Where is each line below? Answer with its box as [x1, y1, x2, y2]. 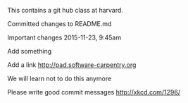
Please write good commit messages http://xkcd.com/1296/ [7, 88, 181, 96]
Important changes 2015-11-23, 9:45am [7, 33, 122, 42]
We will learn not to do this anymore [7, 74, 112, 83]
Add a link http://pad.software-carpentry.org [7, 61, 137, 69]
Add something [7, 47, 52, 55]
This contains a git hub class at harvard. [7, 6, 123, 14]
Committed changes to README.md [7, 20, 112, 28]
